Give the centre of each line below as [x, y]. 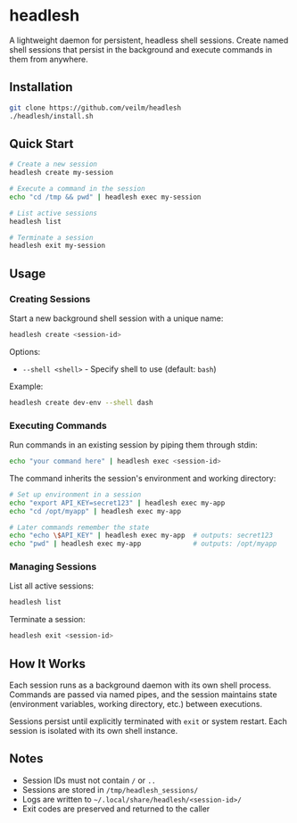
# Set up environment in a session [75, 494]
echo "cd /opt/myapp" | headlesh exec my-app [95, 511]
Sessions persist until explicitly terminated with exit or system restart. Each [148, 721]
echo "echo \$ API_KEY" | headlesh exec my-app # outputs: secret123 [141, 536]
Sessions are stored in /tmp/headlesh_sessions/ [110, 789]
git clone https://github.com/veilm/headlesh [95, 108]
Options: [25, 351]
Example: [26, 386]
